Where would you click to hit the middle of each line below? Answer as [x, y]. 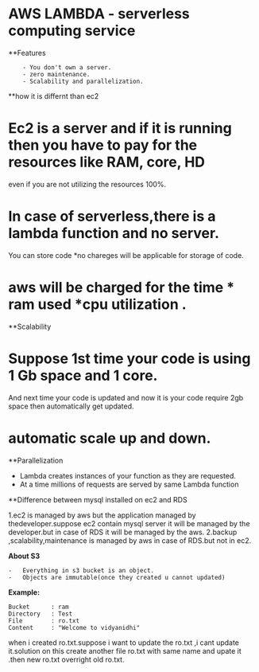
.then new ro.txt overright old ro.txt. [66, 659]
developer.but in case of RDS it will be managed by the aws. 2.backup [123, 532]
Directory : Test [41, 614]
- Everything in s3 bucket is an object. [81, 570]
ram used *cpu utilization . [97, 304]
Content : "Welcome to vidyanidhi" [74, 627]
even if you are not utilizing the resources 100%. [87, 184]
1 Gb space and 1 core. [83, 375]
